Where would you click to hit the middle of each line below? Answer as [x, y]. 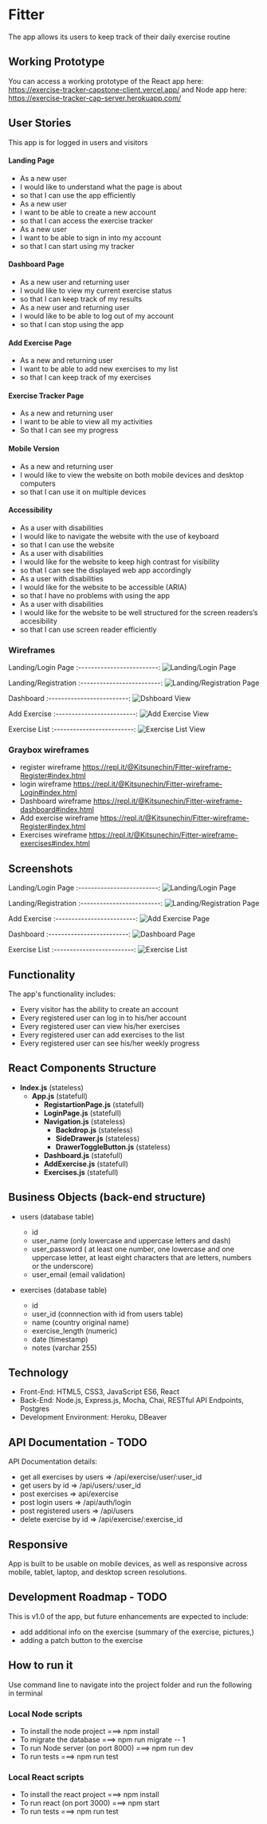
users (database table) [57, 1216]
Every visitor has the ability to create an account [99, 1009]
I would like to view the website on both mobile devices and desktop [132, 475]
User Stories [40, 123]
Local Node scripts [45, 1714]
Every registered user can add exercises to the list [102, 1035]
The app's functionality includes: [62, 994]
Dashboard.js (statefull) [83, 1155]
